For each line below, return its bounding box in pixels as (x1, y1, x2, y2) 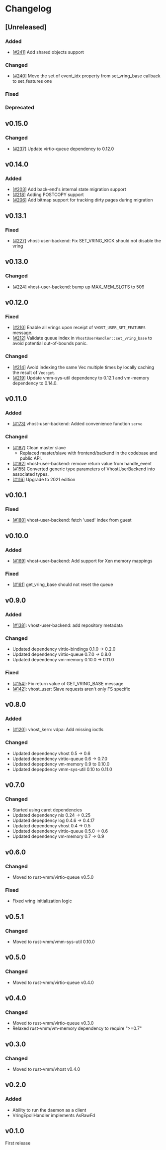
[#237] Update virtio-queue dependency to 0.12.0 (12, 146, 114, 152)
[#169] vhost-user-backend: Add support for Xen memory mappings (12, 558, 153, 564)
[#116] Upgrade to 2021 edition (12, 476, 76, 482)
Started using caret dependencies (12, 807, 83, 813)
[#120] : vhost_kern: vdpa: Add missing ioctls (12, 727, 103, 733)
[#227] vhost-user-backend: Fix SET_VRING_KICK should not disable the (12, 238, 162, 244)
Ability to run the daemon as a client (12, 1107, 86, 1113)
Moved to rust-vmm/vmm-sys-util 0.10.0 (12, 939, 95, 945)
